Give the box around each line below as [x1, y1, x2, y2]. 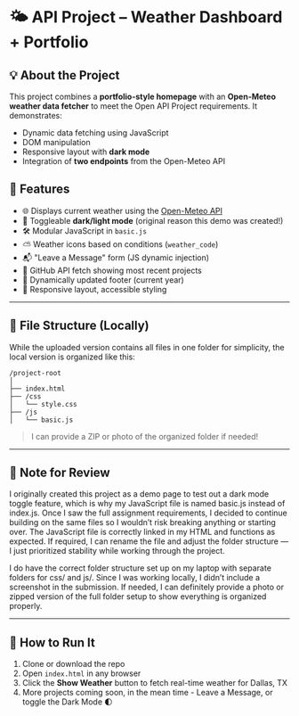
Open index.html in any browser [21, 668, 141, 679]
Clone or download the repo [21, 659, 125, 670]
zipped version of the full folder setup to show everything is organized [9, 591, 267, 602]
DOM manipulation [21, 137, 91, 147]
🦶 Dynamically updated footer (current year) [21, 274, 184, 285]
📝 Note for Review [9, 465, 110, 481]
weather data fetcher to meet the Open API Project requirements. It [9, 101, 258, 111]
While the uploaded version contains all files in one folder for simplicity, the [9, 342, 285, 352]
